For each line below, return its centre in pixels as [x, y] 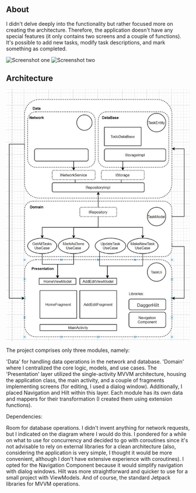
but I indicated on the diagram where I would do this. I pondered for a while [96, 434]
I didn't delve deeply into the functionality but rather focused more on [90, 23]
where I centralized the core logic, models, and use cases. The [82, 368]
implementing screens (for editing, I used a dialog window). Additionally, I [94, 386]
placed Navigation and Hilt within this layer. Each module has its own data [94, 392]
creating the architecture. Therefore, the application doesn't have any [90, 30]
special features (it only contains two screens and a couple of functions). [94, 36]
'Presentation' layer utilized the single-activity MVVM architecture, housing [96, 374]
